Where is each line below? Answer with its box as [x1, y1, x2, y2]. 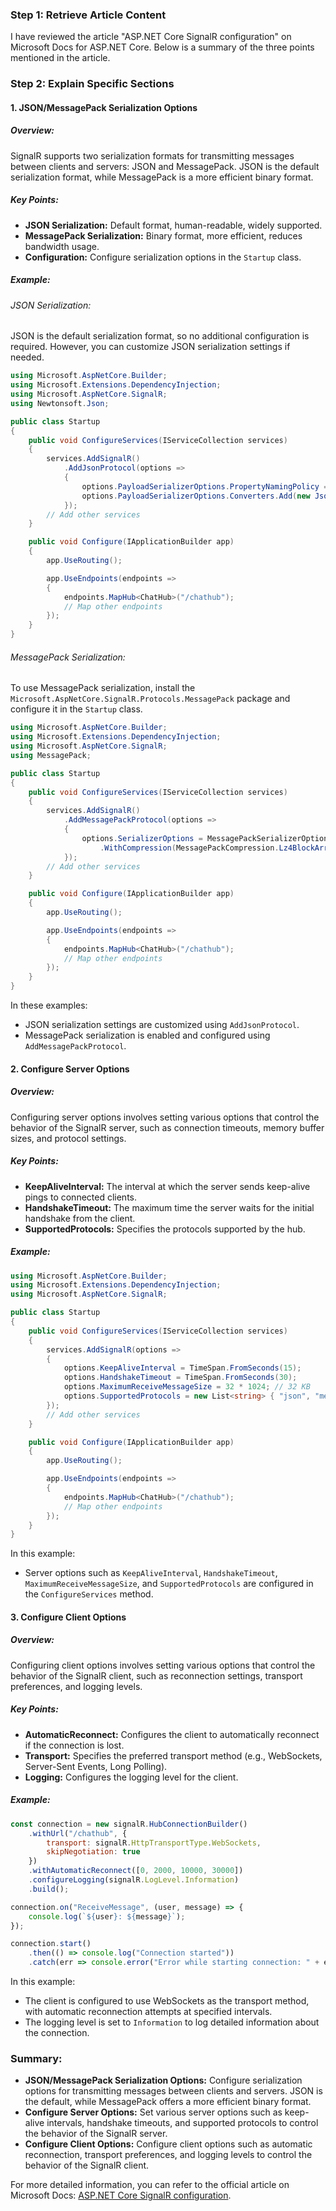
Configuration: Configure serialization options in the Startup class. [24, 251, 302, 263]
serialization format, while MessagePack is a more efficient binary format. [10, 171, 314, 183]
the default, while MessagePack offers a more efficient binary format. [24, 2096, 312, 2108]
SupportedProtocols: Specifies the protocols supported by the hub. [24, 1223, 306, 1235]
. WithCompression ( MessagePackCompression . [99, 843, 280, 853]
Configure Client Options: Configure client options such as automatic [24, 2138, 313, 2150]
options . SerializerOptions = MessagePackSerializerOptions [81, 833, 333, 843]
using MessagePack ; [10, 750, 92, 760]
